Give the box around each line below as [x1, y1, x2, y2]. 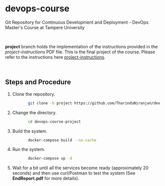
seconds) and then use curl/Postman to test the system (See [12, 170, 135, 176]
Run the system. [12, 147, 45, 152]
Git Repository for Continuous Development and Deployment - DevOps [5, 19, 149, 25]
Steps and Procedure [5, 78, 71, 86]
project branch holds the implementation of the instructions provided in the [5, 43, 158, 49]
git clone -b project [28, 101, 72, 106]
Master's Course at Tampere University [5, 24, 85, 30]
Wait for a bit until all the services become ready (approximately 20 [12, 165, 149, 171]
